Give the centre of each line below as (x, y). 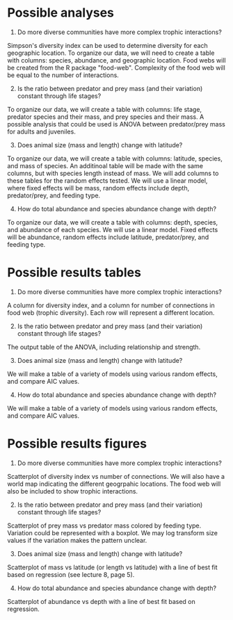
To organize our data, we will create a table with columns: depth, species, (113, 222)
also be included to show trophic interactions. (72, 491)
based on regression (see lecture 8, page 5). (71, 574)
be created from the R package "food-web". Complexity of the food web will (116, 67)
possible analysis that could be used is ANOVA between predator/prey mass (116, 124)
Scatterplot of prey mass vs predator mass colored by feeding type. (104, 525)
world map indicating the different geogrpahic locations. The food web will (114, 484)
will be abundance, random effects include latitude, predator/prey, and (108, 237)
